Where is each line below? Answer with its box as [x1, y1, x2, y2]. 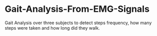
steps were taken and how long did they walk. [5, 25, 100, 31]
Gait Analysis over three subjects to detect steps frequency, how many [5, 20, 152, 26]
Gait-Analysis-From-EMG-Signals [5, 3, 150, 15]
